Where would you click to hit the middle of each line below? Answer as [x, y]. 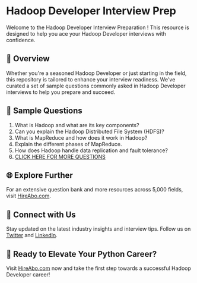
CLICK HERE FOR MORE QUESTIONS [60, 156]
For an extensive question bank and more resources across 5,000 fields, [95, 190]
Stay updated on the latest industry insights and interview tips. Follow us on [99, 229]
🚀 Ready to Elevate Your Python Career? [82, 254]
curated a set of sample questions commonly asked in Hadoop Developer [96, 86]
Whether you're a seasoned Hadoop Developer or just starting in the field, [96, 73]
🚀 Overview [28, 59]
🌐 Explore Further [39, 175]
